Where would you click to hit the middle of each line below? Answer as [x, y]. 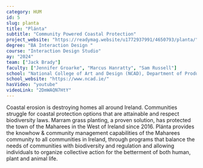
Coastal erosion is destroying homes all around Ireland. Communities [92, 107]
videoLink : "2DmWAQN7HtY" [39, 90]
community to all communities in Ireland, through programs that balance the [101, 139]
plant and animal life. [32, 158]
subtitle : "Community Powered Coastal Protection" [71, 34]
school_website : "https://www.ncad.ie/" [58, 79]
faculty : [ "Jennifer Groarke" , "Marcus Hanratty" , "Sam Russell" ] [92, 68]
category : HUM [24, 12]
